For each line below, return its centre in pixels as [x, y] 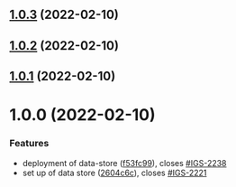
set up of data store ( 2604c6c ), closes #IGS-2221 [114, 173]
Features [29, 144]
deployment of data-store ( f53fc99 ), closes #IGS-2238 [124, 163]
